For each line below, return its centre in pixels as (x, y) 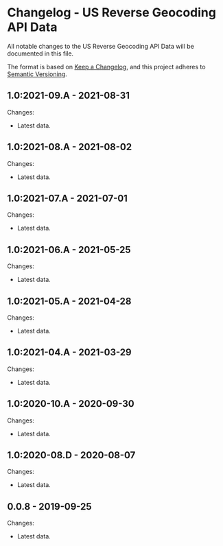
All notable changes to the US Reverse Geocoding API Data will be (101, 46)
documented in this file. (40, 54)
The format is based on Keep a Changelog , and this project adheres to (106, 67)
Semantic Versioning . (37, 74)
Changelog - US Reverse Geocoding (111, 13)
